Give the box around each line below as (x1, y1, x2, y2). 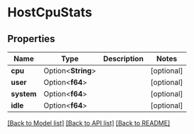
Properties (7, 33, 55, 45)
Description (102, 54, 144, 63)
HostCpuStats (7, 4, 92, 21)
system (11, 89, 37, 98)
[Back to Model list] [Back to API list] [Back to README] (7, 119, 171, 127)
